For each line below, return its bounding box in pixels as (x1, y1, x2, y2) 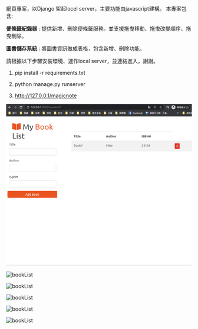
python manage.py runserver (14, 81, 85, 87)
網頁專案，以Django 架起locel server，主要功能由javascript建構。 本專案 (6, 5, 181, 12)
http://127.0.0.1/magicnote (14, 92, 77, 99)
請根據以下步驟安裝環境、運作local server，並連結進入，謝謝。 (6, 58, 159, 64)
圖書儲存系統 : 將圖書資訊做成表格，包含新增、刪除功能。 (6, 45, 145, 52)
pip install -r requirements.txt (14, 70, 85, 76)
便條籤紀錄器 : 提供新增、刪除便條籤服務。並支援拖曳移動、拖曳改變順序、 (6, 25, 186, 32)
